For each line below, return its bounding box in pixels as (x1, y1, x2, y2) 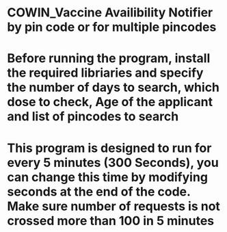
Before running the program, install (7, 51, 211, 66)
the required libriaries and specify (7, 65, 204, 81)
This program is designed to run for (7, 140, 212, 155)
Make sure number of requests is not (7, 198, 221, 214)
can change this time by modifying (7, 169, 209, 185)
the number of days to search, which (7, 80, 220, 95)
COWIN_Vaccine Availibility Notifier (7, 5, 213, 21)
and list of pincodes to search (7, 109, 179, 125)
